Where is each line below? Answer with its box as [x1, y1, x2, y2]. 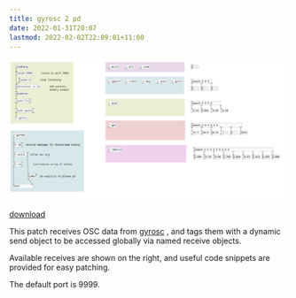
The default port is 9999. [9, 279, 100, 289]
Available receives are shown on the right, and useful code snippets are [9, 252, 270, 263]
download [9, 209, 46, 219]
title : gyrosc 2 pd [9, 14, 82, 23]
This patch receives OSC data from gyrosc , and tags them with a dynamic [9, 225, 281, 236]
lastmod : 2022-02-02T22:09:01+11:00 [9, 33, 144, 42]
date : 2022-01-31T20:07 [9, 23, 97, 33]
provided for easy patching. [9, 262, 111, 272]
